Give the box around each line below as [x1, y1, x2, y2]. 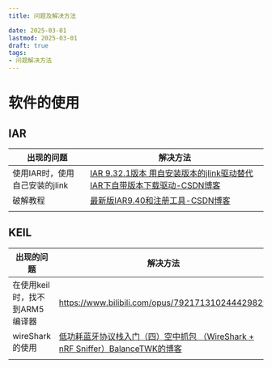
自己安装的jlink [12, 180, 69, 191]
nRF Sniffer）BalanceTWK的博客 [58, 343, 182, 354]
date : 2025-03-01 [8, 26, 67, 35]
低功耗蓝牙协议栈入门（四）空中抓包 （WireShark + [58, 331, 255, 342]
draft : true [8, 41, 49, 49]
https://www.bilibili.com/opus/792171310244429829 [58, 297, 269, 308]
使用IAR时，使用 [12, 167, 74, 179]
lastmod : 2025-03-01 [8, 34, 79, 42]
